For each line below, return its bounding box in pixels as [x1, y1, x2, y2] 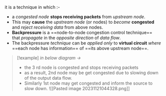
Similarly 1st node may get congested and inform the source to [24, 80, 153, 86]
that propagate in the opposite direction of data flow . [11, 35, 121, 41]
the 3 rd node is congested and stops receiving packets [24, 64, 139, 70]
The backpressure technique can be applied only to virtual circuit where [11, 40, 161, 46]
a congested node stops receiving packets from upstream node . [11, 14, 146, 19]
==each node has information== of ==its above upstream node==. [11, 46, 149, 51]
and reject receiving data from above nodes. [11, 24, 103, 30]
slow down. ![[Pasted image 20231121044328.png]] [24, 86, 130, 91]
